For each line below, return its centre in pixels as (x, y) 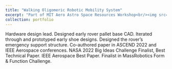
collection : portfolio (29, 19)
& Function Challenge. (29, 61)
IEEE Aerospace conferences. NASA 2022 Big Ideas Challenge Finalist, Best (85, 50)
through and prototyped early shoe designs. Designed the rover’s (74, 39)
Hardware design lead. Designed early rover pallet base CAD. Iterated (79, 34)
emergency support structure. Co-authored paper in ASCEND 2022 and (81, 45)
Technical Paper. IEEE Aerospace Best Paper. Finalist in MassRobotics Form (85, 56)
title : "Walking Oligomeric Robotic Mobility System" (64, 10)
